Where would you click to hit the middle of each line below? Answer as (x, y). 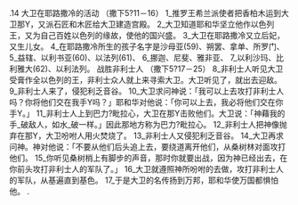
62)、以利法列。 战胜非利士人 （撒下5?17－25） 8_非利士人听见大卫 (159, 69)
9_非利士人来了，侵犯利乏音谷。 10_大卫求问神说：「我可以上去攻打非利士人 (147, 91)
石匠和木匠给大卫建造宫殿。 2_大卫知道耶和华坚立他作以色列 (164, 24)
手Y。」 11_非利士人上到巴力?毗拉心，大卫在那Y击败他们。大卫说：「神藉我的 (147, 113)
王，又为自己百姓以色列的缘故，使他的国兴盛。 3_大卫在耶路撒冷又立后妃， (147, 35)
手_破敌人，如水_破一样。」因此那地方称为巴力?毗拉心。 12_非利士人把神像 (145, 124)
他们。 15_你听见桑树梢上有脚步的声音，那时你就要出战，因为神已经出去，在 (149, 158)
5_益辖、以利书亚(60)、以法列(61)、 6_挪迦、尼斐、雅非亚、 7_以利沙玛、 (143, 57)
